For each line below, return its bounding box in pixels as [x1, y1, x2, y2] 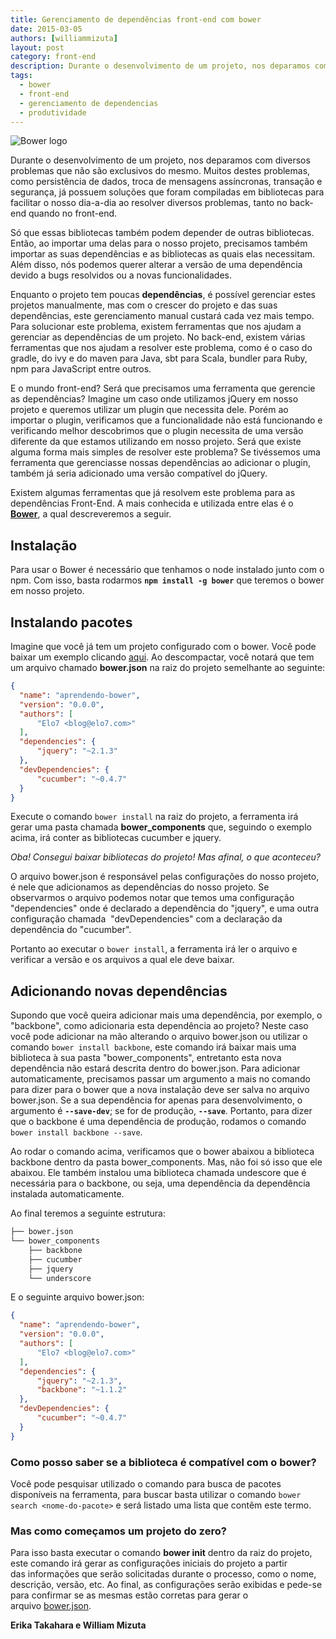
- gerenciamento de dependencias [19, 98, 159, 108]
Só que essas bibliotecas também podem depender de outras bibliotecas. [10, 227, 315, 239]
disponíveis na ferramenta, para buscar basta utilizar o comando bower [10, 1488, 302, 1500]
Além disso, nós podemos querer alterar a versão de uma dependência [10, 259, 303, 271]
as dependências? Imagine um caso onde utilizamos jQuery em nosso [10, 393, 299, 405]
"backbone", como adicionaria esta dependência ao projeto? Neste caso [10, 1020, 309, 1032]
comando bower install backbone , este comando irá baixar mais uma [10, 1041, 297, 1053]
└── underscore [28, 1273, 92, 1283]
